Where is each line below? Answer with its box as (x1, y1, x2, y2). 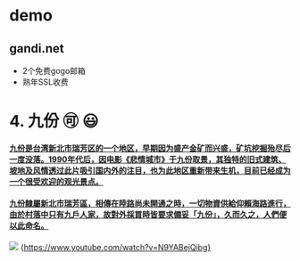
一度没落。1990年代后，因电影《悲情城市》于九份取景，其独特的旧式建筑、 (9, 153, 287, 165)
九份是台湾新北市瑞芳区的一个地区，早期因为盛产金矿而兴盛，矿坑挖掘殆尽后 (9, 143, 291, 153)
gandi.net (9, 41, 64, 56)
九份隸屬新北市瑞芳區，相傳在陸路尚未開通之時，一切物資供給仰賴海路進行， (9, 198, 291, 209)
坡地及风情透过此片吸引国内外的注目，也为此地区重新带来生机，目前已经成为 (9, 165, 291, 175)
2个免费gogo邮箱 (21, 66, 87, 76)
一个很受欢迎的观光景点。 (9, 175, 104, 187)
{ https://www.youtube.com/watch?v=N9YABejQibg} (20, 241, 212, 252)
